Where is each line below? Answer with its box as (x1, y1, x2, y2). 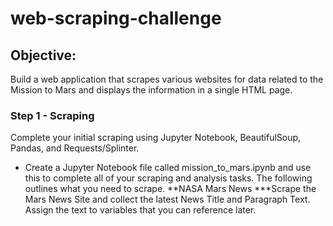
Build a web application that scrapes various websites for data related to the (10, 73, 324, 85)
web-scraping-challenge (10, 7, 222, 30)
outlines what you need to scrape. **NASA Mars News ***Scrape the (24, 183, 317, 195)
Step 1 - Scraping (10, 108, 95, 122)
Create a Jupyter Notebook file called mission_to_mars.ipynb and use (24, 162, 312, 174)
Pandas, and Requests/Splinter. (10, 142, 140, 154)
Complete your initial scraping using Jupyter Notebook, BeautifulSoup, (10, 132, 302, 144)
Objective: (10, 47, 77, 64)
